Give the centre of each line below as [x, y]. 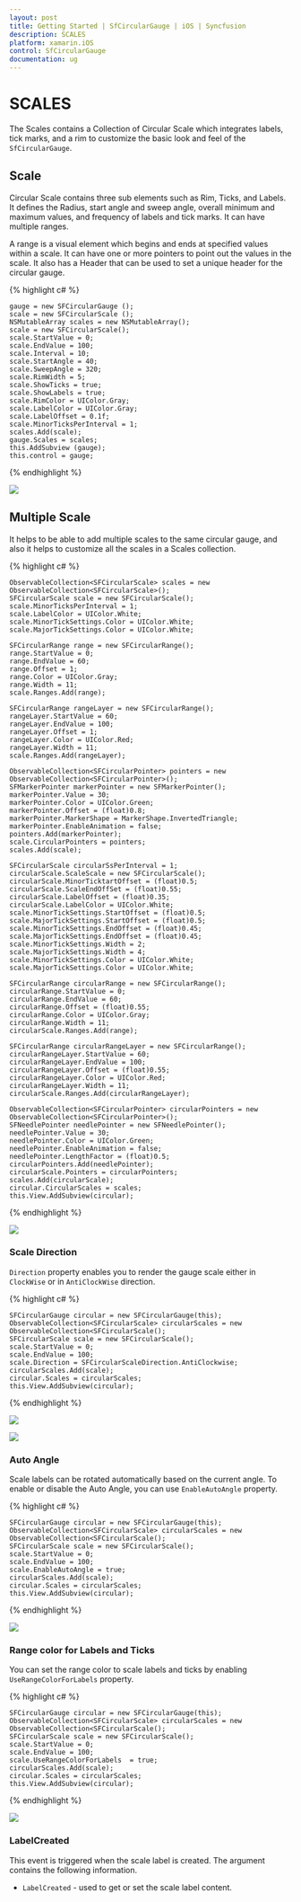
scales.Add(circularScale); [62, 1180]
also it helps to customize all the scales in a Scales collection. [123, 548]
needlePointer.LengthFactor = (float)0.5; [90, 1156]
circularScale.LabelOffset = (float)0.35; [90, 897]
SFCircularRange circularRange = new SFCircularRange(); [118, 983]
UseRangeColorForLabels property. [72, 1679]
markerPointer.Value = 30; [60, 795]
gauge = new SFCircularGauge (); [72, 306]
